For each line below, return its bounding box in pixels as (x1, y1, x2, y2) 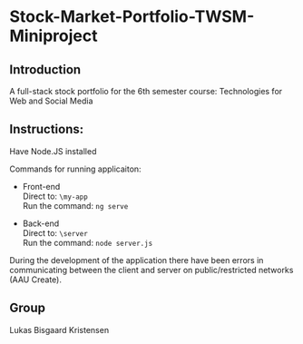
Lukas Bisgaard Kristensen (9, 324, 110, 335)
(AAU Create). (9, 274, 62, 285)
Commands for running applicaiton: (9, 163, 142, 174)
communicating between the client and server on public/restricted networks (9, 264, 294, 275)
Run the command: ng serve (22, 200, 129, 211)
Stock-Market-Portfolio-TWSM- (9, 6, 255, 27)
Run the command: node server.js (22, 237, 153, 248)
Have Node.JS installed (9, 145, 97, 156)
